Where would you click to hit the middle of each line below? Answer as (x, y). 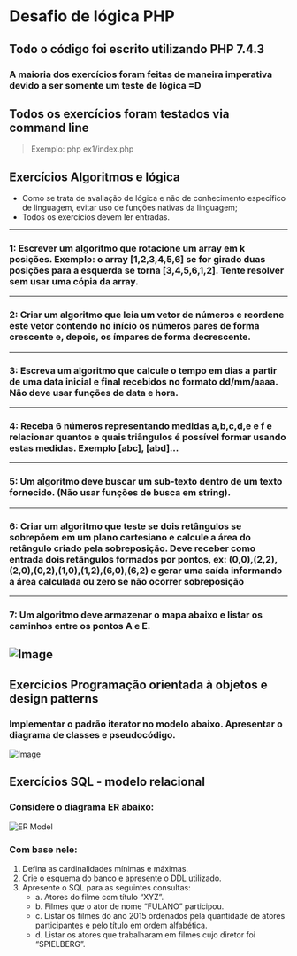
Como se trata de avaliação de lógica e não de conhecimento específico (153, 198)
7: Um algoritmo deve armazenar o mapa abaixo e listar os (136, 615)
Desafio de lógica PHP (92, 16)
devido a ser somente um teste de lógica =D (105, 85)
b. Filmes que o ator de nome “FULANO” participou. (129, 906)
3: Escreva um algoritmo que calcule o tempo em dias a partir (143, 370)
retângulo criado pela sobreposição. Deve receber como (133, 548)
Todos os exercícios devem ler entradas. (96, 217)
